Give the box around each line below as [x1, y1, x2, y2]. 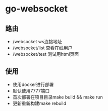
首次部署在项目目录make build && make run [12, 94, 103, 100]
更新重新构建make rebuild [12, 100, 67, 106]
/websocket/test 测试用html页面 [12, 51, 79, 57]
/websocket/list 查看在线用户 [12, 45, 73, 51]
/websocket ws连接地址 [12, 39, 62, 44]
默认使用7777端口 [12, 87, 50, 93]
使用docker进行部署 [12, 81, 54, 87]
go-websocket [5, 3, 68, 15]
